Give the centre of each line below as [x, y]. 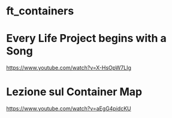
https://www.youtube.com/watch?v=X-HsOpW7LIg [69, 68]
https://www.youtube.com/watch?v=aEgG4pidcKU [69, 108]
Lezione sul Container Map [74, 92]
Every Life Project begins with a [86, 39]
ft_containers [40, 11]
